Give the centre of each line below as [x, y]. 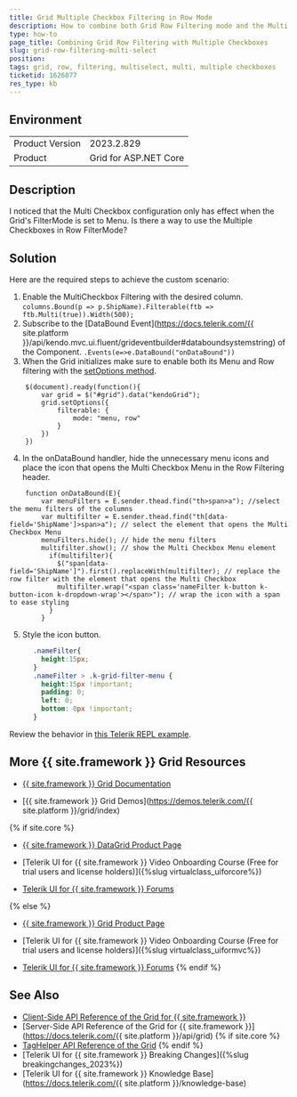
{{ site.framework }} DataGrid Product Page [102, 845]
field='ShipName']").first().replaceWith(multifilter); [115, 572]
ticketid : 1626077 [43, 76]
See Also [34, 995]
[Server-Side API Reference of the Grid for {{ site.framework [132, 1026]
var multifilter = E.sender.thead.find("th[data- [135, 517]
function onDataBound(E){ [73, 494]
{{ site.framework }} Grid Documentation [96, 784]
